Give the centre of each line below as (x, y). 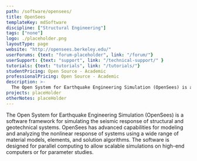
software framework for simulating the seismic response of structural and (95, 121)
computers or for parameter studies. (50, 152)
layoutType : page (27, 44)
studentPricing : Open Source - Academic (56, 71)
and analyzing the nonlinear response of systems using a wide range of (92, 133)
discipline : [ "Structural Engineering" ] (56, 28)
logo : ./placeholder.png (36, 38)
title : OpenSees (26, 17)
